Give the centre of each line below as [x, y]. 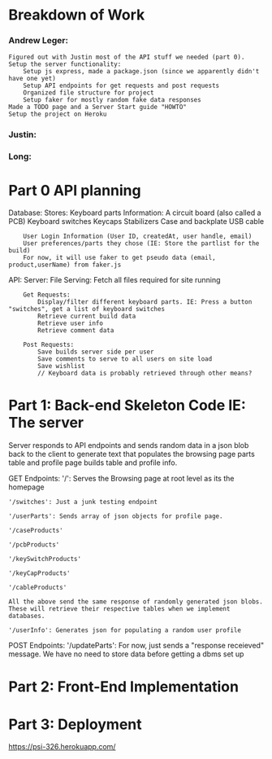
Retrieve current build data [87, 316]
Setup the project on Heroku [58, 114]
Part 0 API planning [75, 190]
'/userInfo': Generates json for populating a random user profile [125, 630]
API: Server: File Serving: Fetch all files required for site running [114, 280]
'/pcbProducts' [34, 545]
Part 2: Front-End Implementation [124, 687]
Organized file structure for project [89, 93]
